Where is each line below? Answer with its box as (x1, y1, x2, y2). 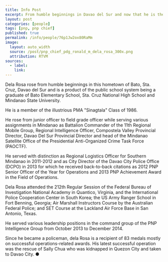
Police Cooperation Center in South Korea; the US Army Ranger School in (5, 194, 156, 200)
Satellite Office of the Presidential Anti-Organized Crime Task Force (5, 138, 144, 144)
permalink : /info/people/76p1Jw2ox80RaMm (5, 35, 93, 40)
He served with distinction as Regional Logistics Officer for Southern (5, 153, 146, 159)
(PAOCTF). (5, 143, 27, 149)
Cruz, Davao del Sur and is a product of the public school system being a (5, 87, 156, 92)
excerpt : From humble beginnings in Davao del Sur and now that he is (5, 12, 155, 17)
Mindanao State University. (5, 97, 61, 103)
